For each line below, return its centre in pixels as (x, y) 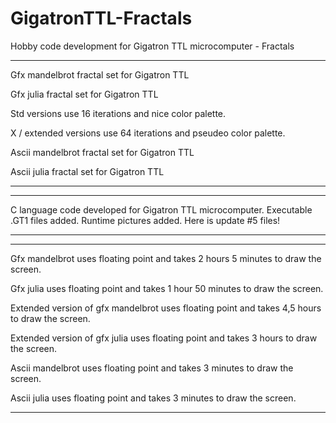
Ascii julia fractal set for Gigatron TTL (87, 171)
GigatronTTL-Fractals (101, 18)
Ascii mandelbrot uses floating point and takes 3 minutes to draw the (152, 368)
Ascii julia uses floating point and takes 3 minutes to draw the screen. (153, 398)
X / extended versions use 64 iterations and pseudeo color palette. (148, 133)
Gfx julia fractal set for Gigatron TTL (84, 94)
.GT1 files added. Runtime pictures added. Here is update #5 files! (145, 220)
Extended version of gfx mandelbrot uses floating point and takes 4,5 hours (166, 308)
